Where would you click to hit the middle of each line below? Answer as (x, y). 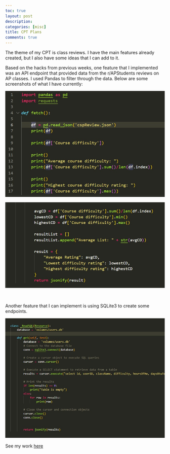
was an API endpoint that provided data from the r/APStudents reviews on (82, 73)
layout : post (19, 16)
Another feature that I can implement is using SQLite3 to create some (77, 306)
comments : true (21, 38)
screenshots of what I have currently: (44, 84)
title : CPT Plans (24, 32)
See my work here (24, 446)
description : (19, 21)
